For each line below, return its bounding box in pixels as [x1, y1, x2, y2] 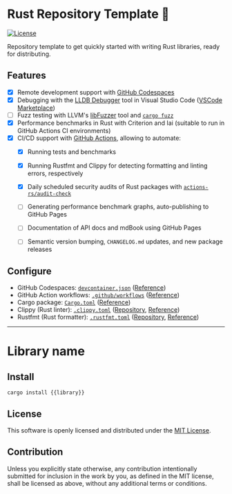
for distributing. [7, 50, 51, 58]
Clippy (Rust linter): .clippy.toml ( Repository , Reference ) [17, 306, 180, 314]
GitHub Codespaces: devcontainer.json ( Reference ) [17, 284, 166, 292]
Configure [7, 265, 52, 277]
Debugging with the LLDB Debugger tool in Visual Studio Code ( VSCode [17, 96, 223, 104]
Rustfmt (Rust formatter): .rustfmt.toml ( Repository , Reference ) [17, 313, 200, 322]
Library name [7, 344, 85, 359]
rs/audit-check [27, 190, 71, 197]
